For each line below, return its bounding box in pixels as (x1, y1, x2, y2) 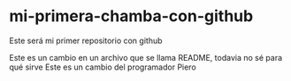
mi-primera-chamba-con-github (9, 6, 254, 26)
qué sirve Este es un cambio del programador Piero (9, 62, 196, 72)
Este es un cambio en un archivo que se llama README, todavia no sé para (9, 52, 283, 63)
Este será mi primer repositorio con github (9, 35, 163, 46)
